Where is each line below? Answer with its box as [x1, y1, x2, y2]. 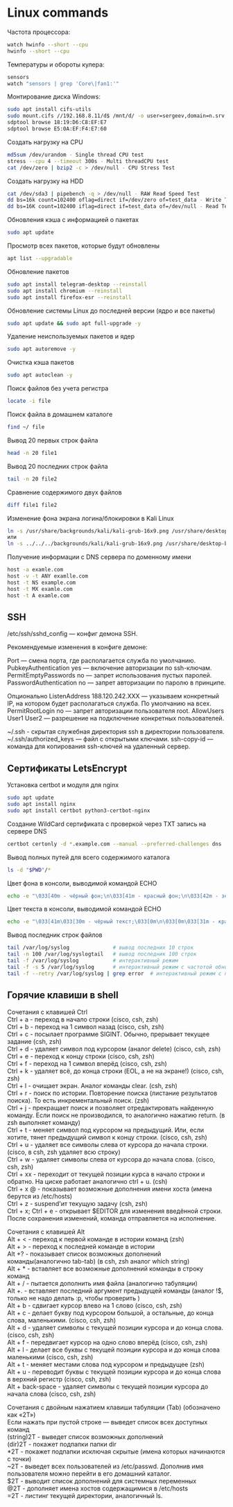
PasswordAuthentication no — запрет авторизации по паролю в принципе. [7, 678, 226, 687]
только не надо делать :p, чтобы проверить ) [7, 1293, 140, 1302]
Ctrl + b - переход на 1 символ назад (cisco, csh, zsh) [7, 1022, 164, 1031]
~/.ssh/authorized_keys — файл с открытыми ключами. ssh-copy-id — [7, 735, 214, 743]
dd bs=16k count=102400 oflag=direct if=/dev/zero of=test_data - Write [7, 196, 222, 204]
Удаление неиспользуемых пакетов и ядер [7, 332, 135, 341]
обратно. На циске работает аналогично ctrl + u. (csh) [7, 1177, 168, 1185]
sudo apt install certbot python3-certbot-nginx [7, 807, 150, 814]
